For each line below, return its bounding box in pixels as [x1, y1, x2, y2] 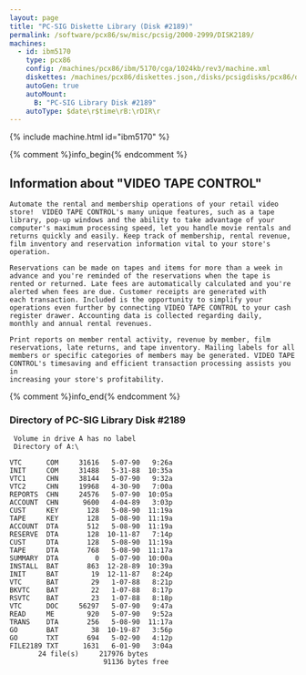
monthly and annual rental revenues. [9, 320, 153, 329]
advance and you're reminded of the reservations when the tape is [9, 271, 271, 281]
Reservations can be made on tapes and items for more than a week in [9, 263, 283, 273]
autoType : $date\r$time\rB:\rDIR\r [25, 107, 161, 116]
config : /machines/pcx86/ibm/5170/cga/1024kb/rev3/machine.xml [25, 65, 271, 74]
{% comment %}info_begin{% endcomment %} [9, 149, 189, 160]
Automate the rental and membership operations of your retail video [9, 199, 280, 210]
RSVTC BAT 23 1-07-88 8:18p [9, 594, 173, 603]
